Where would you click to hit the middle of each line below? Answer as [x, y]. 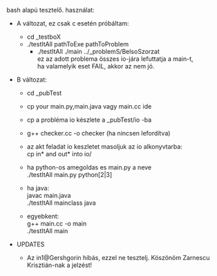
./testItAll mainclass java [61, 203]
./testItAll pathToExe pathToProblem [78, 44]
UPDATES [30, 244]
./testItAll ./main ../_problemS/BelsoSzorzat [98, 52]
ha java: [38, 188]
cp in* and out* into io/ [59, 154]
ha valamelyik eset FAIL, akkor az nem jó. [96, 66]
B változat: [31, 80]
